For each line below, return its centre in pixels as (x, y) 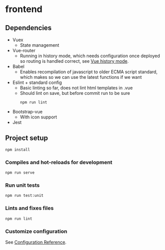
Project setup (27, 138)
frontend (24, 9)
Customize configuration (36, 231)
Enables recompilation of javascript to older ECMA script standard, (89, 72)
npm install (18, 150)
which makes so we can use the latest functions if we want (81, 77)
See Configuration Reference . (36, 242)
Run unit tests (23, 185)
